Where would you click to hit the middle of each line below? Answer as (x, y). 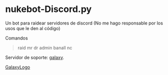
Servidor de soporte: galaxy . (35, 57)
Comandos (17, 38)
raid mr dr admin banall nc (45, 47)
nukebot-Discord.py (48, 9)
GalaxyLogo (18, 67)
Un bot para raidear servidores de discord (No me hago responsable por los (84, 23)
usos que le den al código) (33, 28)
